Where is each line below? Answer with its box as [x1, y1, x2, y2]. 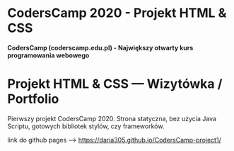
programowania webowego [7, 51, 90, 60]
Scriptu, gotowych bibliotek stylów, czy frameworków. [7, 122, 165, 130]
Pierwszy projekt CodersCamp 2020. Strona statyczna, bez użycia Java [7, 114, 217, 123]
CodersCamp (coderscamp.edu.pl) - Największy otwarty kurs [7, 43, 194, 52]
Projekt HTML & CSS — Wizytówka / [7, 76, 223, 92]
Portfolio [7, 91, 59, 107]
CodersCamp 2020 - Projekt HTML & [7, 5, 227, 21]
